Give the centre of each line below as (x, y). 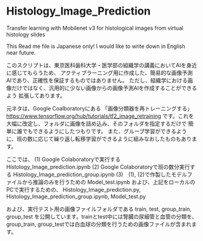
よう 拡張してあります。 (36, 95)
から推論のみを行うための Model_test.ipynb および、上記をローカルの (109, 182)
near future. (21, 52)
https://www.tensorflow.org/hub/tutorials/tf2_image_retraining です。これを (100, 116)
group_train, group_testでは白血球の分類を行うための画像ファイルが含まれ (99, 224)
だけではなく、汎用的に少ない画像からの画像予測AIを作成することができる (104, 88)
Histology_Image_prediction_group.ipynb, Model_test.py (76, 196)
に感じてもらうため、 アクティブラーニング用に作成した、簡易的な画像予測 (99, 73)
